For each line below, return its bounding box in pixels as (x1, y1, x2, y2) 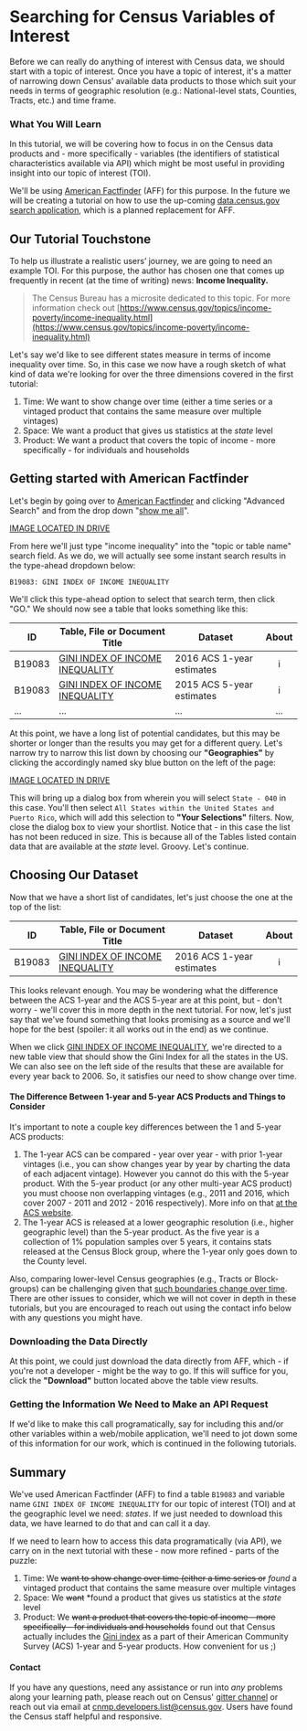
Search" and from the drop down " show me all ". (9, 504, 190, 515)
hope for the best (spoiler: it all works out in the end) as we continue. (9, 1024, 270, 1035)
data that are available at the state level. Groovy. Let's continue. (9, 841, 249, 852)
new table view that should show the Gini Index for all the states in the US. (9, 1051, 289, 1062)
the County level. (22, 1255, 88, 1267)
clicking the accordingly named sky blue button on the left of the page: (9, 757, 276, 768)
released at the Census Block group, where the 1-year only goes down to (22, 1246, 298, 1257)
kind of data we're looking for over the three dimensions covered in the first (9, 368, 294, 380)
